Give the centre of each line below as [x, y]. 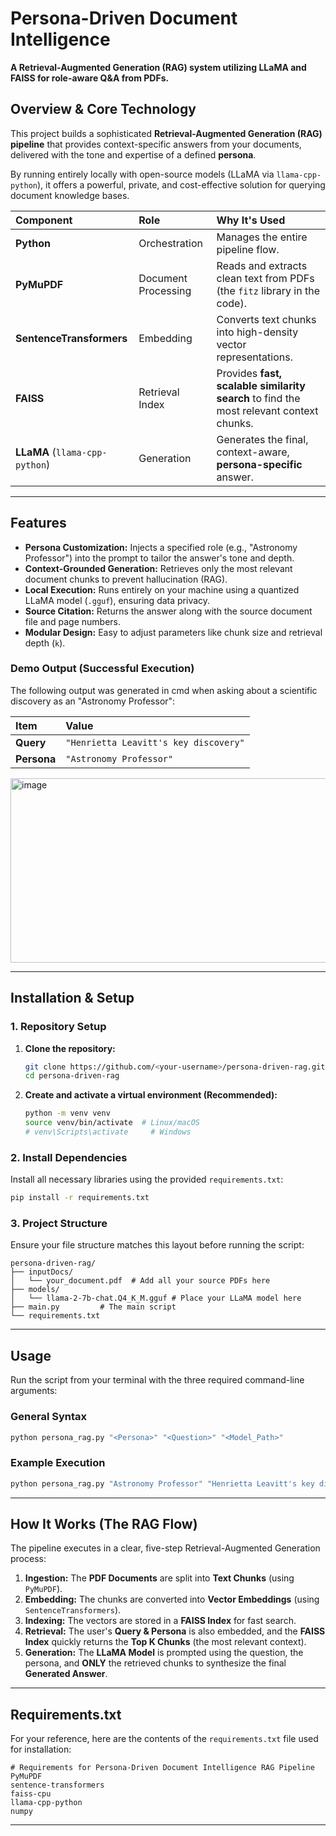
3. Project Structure [59, 1224]
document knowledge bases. [70, 195]
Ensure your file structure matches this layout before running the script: [157, 1245]
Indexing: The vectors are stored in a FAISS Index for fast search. [160, 1621]
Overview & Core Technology [103, 109]
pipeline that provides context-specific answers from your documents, [156, 144]
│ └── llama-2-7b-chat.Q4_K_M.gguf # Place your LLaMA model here [156, 1298]
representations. [254, 357]
